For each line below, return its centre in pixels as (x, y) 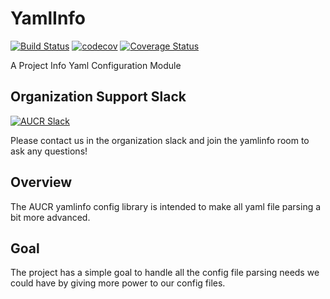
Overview (41, 182)
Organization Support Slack (98, 97)
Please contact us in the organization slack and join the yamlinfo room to (160, 140)
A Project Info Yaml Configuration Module (96, 65)
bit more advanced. (50, 217)
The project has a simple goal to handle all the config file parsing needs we (165, 273)
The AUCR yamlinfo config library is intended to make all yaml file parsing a (166, 206)
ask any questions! (49, 151)
